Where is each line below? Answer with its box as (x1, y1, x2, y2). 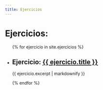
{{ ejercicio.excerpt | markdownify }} (12, 71, 85, 76)
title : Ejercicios (5, 7, 42, 12)
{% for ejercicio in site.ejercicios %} (12, 44, 84, 50)
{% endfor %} (12, 80, 40, 86)
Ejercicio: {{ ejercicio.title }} (12, 58, 98, 66)
